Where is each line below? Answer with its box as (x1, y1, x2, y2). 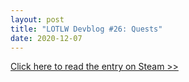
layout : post (10, 14, 65, 25)
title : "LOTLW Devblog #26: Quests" (10, 24, 163, 34)
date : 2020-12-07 (10, 33, 83, 43)
